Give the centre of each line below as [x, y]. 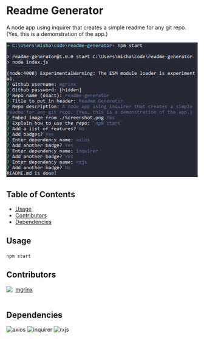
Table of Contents [41, 194]
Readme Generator [55, 11]
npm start [19, 256]
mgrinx [24, 289]
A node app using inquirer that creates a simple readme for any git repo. [97, 27]
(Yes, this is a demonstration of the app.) [57, 33]
